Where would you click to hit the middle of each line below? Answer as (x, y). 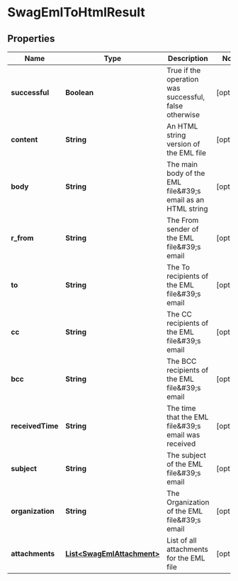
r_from (22, 238)
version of (183, 144)
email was (183, 435)
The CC (179, 314)
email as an (185, 200)
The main (182, 164)
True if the (183, 70)
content (24, 139)
